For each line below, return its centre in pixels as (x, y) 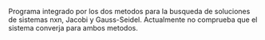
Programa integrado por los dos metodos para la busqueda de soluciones (129, 11)
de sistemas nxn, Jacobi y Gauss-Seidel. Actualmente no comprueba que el (133, 20)
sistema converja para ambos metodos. (73, 28)
